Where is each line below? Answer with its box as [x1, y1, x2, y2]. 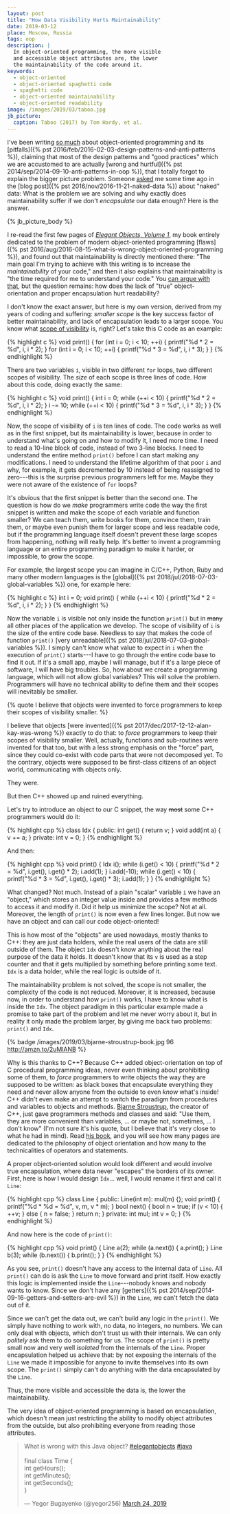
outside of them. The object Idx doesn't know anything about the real [7, 945, 204, 953]
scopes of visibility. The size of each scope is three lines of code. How [7, 373, 207, 381]
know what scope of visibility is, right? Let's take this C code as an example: [7, 324, 223, 333]
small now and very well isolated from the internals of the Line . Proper [7, 1343, 206, 1351]
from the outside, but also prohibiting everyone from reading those [7, 1421, 196, 1429]
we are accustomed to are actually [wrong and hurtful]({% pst [7, 160, 183, 168]
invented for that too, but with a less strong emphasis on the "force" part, [7, 743, 214, 751]
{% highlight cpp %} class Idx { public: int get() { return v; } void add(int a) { [7, 826, 221, 834]
